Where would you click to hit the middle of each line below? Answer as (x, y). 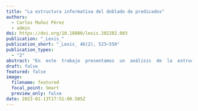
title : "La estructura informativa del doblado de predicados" (85, 11)
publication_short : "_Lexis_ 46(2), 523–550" (63, 45)
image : (14, 77)
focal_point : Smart (35, 88)
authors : (17, 17)
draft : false (22, 66)
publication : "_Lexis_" (35, 39)
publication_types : (30, 50)
